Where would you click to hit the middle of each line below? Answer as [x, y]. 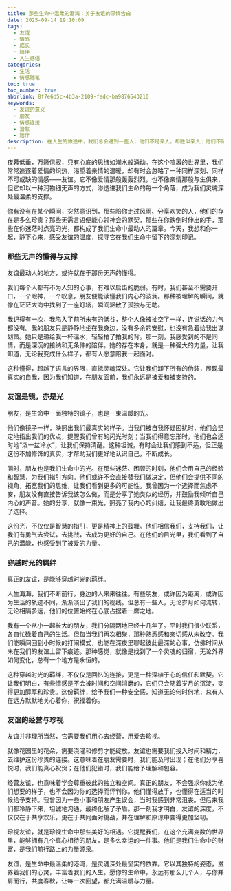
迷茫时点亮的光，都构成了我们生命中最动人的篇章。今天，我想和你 [118, 229]
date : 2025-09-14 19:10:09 [46, 20]
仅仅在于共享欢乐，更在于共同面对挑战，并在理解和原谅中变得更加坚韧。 [109, 817]
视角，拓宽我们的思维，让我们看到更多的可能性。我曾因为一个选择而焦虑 [109, 485]
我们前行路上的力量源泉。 [61, 849]
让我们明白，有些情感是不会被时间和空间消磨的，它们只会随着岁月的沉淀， [112, 684]
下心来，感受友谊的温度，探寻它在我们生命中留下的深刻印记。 [112, 237]
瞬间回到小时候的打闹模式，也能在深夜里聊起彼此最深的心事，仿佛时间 [118, 643]
